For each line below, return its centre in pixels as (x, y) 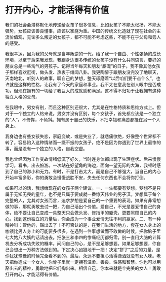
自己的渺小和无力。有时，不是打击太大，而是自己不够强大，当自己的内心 (87, 171)
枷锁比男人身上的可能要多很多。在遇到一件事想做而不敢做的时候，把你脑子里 (83, 231)
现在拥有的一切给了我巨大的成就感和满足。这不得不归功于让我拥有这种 (89, 90)
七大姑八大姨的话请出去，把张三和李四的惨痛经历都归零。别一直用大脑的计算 (83, 237)
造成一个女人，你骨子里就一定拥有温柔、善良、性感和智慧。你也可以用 (89, 262)
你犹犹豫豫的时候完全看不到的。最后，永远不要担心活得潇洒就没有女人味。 (81, 256)
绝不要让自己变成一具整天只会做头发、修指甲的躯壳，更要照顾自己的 (83, 212)
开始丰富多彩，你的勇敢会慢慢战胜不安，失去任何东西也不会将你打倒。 (77, 177)
